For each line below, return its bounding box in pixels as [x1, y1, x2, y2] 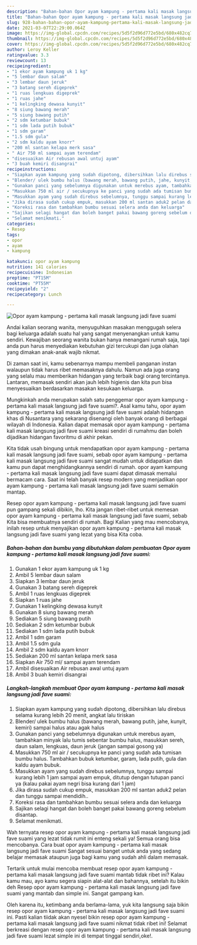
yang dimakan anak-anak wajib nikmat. [6, 349, 101, 356]
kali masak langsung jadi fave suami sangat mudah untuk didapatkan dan [6, 457, 183, 464]
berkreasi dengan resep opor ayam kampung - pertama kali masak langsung [6, 926, 191, 933]
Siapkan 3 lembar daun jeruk [15, 578, 85, 585]
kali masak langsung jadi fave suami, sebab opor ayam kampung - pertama [6, 451, 188, 458]
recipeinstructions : [6, 166, 57, 173]
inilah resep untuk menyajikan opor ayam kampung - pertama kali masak [6, 525, 182, 532]
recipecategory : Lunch [6, 291, 62, 297]
